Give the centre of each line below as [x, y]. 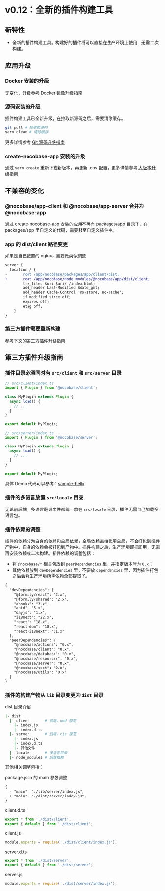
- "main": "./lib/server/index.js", [47, 792]
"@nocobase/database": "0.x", [45, 654]
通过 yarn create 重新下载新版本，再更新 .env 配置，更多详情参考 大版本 [78, 168]
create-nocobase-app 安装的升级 [45, 156]
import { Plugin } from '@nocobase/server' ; [51, 438]
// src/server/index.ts [29, 433]
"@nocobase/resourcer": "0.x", [46, 659]
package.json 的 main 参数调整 [36, 778]
